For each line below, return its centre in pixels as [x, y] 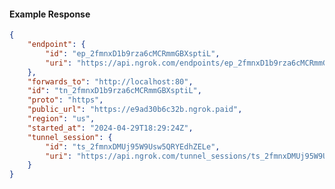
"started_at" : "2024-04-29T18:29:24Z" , [110, 128]
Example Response [50, 14]
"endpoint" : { [56, 45]
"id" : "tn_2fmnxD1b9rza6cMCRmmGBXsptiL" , [114, 91]
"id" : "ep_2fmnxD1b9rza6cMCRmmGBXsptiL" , [133, 53]
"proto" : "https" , [65, 100]
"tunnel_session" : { [70, 137]
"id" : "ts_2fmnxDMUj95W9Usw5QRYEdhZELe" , [133, 146]
